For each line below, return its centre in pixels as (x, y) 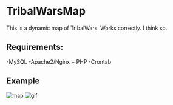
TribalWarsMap (46, 11)
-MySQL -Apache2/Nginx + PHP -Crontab (59, 61)
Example (23, 81)
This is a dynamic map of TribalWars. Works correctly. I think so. (87, 28)
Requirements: (35, 47)
